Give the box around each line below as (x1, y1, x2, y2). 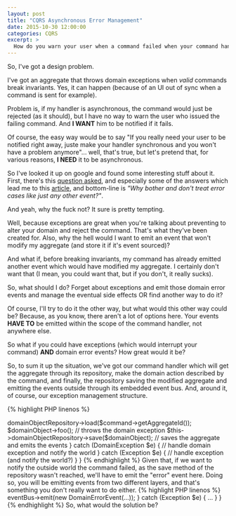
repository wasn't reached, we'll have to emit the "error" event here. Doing (7, 471, 223, 479)
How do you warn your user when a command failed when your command (13, 43, 218, 50)
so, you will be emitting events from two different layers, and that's (7, 479, 200, 486)
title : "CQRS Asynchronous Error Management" (7, 17, 143, 24)
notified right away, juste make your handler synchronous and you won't (7, 141, 216, 148)
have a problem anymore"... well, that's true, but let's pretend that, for (7, 148, 209, 156)
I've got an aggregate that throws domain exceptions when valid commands (7, 76, 227, 84)
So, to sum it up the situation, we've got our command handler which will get (7, 361, 229, 370)
